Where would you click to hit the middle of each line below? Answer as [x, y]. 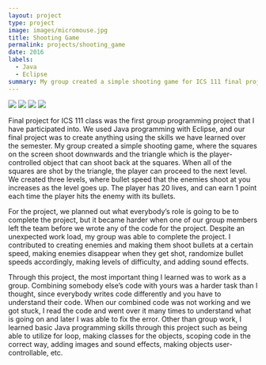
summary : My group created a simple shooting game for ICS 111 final [125, 81]
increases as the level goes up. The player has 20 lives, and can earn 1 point [133, 187]
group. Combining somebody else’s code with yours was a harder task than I [133, 285]
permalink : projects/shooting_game [67, 45]
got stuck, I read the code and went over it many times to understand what [130, 310]
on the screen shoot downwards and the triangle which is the [108, 154]
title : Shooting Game [44, 38]
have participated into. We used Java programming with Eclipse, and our [127, 129]
